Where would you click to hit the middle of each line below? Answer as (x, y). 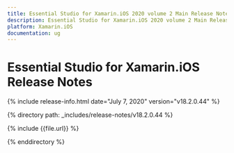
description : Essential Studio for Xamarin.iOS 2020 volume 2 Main (107, 20)
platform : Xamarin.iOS (40, 26)
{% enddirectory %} (36, 142)
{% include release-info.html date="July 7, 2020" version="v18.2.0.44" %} (114, 102)
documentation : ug (34, 33)
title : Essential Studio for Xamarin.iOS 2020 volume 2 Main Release (110, 14)
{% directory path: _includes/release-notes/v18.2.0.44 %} (90, 115)
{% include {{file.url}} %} (43, 129)
